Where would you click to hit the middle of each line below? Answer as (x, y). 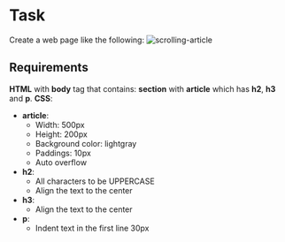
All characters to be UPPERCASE (95, 181)
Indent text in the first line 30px (92, 228)
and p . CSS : (31, 98)
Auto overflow (61, 162)
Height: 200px (62, 134)
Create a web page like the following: (77, 40)
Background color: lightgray (86, 143)
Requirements (49, 68)
